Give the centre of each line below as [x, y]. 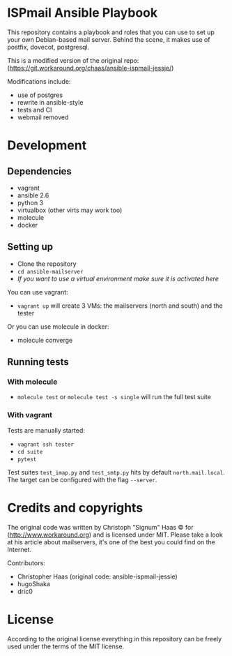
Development [47, 146]
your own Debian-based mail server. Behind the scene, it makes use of [109, 39]
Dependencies [39, 171]
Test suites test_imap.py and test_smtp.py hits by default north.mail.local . [116, 472]
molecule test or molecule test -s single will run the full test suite [114, 397]
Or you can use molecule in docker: [58, 327]
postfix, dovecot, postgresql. [48, 47]
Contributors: [26, 562]
